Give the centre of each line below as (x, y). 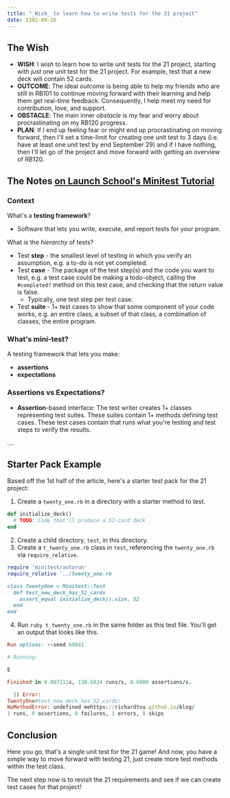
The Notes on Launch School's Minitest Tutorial (111, 181)
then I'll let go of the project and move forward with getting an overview (118, 152)
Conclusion (32, 735)
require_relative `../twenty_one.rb (59, 574)
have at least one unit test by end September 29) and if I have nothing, (117, 144)
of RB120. (31, 160)
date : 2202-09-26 (32, 20)
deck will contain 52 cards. (55, 79)
